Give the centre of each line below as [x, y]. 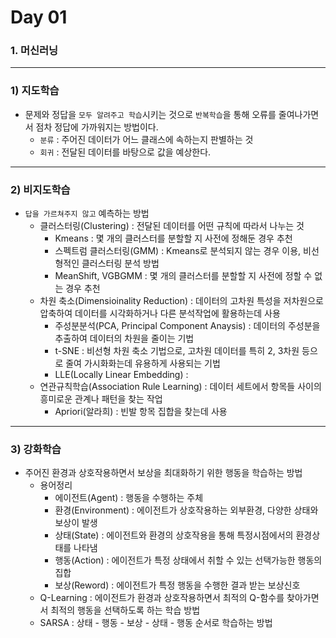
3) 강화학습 [36, 449]
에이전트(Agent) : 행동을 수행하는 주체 [129, 498]
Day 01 [39, 17]
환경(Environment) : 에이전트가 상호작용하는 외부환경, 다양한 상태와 [186, 510]
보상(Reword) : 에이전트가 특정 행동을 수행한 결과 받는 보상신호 [177, 585]
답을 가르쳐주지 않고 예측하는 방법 [87, 213]
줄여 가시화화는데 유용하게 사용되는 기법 [143, 363]
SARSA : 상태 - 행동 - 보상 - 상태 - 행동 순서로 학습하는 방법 [156, 623]
